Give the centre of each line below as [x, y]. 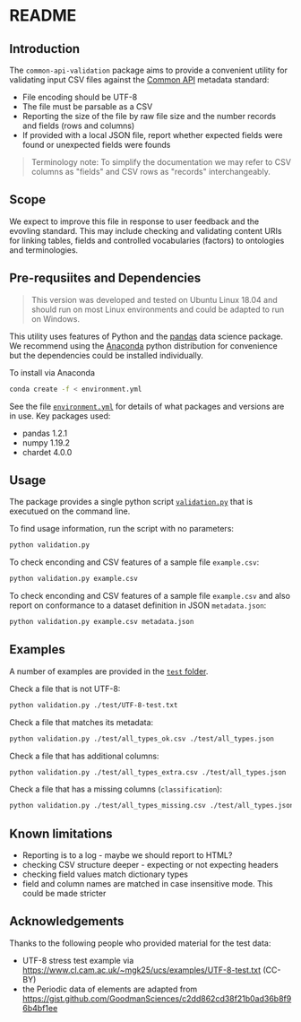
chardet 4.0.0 [47, 452]
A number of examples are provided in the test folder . [109, 671]
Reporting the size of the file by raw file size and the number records [149, 116]
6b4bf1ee [40, 1008]
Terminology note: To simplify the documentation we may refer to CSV [161, 162]
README [43, 16]
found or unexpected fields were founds [96, 145]
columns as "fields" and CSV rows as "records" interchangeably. [150, 172]
